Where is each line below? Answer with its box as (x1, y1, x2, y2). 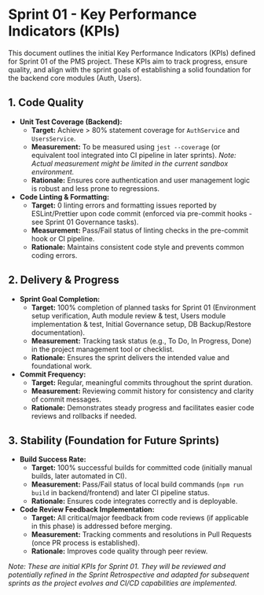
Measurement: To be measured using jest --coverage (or (31, 141, 221, 151)
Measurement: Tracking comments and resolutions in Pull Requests (31, 530, 252, 539)
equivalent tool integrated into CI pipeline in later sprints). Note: (31, 150, 236, 160)
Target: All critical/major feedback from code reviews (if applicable (31, 513, 249, 523)
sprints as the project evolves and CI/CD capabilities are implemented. (8, 578, 237, 588)
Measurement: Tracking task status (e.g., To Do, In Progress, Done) (31, 336, 252, 345)
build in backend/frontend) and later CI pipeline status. (31, 488, 210, 498)
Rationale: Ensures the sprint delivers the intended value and (31, 352, 230, 362)
